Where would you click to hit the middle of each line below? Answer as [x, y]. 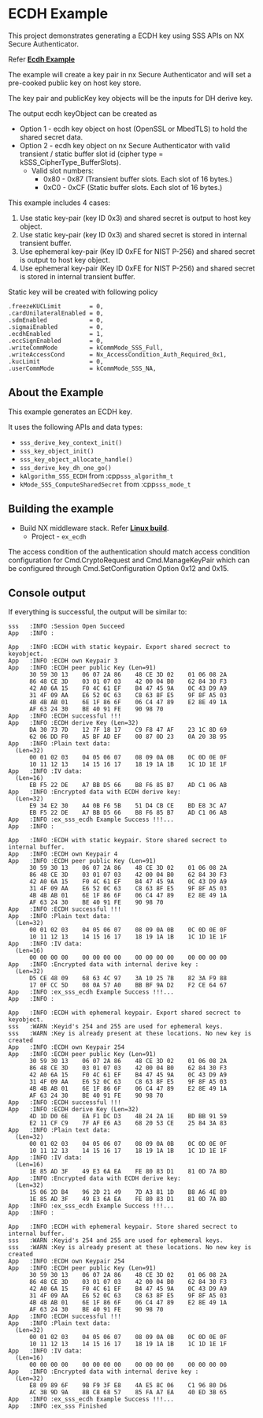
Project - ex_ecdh [59, 536]
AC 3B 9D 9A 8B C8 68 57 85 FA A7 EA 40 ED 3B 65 [128, 1393]
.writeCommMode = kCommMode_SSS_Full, [86, 348]
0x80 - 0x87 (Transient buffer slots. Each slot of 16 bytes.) [138, 179]
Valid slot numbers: [63, 170]
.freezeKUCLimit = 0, [56, 306]
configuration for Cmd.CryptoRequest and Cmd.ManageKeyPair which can [129, 560]
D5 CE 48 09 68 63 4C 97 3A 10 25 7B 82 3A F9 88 [128, 979]
